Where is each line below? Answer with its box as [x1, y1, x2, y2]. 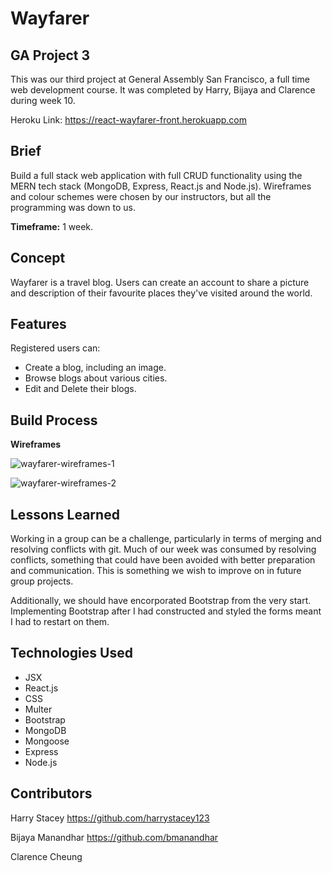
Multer [24, 703, 53, 715]
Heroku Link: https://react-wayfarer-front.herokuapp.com [10, 114, 248, 126]
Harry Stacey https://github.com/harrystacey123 [10, 812, 210, 824]
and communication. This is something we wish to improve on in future [10, 565, 302, 577]
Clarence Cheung [10, 850, 83, 862]
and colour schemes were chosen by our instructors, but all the [10, 190, 272, 202]
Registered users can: [10, 342, 101, 354]
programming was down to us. [10, 201, 136, 213]
